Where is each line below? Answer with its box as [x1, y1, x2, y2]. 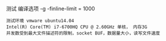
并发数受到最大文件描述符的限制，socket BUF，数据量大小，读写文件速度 [6, 30, 161, 36]
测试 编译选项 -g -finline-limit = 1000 [6, 5, 96, 12]
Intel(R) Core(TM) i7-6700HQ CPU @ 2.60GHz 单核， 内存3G [6, 24, 148, 30]
